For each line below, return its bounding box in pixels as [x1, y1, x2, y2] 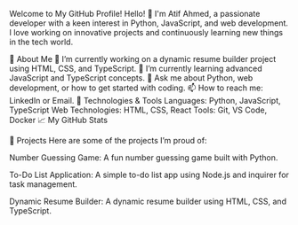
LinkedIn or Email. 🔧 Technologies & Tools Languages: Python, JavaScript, [9, 96, 282, 105]
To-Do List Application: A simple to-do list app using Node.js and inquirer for [9, 169, 289, 180]
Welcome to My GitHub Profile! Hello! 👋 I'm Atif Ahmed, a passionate [9, 9, 261, 19]
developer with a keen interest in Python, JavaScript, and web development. [9, 18, 289, 28]
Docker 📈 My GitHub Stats [9, 115, 109, 125]
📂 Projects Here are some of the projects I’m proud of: [9, 136, 207, 145]
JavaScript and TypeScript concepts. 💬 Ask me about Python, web [9, 73, 254, 83]
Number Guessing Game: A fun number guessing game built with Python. [9, 152, 278, 163]
